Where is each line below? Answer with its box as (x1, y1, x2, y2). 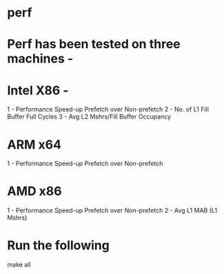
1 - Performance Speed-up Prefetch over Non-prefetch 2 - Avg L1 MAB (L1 (7, 207, 218, 215)
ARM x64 (7, 136, 62, 152)
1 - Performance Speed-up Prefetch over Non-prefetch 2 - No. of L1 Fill (7, 105, 209, 114)
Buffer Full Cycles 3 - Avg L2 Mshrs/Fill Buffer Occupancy (7, 112, 171, 121)
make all (7, 260, 31, 269)
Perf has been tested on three (7, 36, 181, 52)
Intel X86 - (7, 83, 69, 98)
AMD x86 (7, 184, 62, 199)
